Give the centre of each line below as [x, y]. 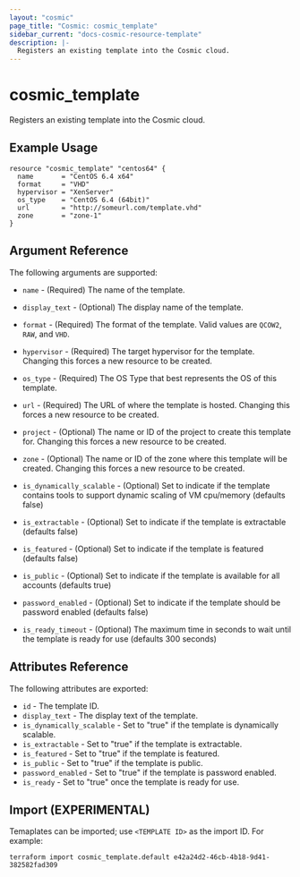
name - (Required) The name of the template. [103, 289]
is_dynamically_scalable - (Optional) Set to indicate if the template [146, 485]
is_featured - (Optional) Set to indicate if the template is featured [143, 549]
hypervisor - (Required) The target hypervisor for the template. [138, 351]
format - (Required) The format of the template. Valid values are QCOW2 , [152, 324]
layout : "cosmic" [42, 17]
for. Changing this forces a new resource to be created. [124, 441]
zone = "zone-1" [60, 216]
